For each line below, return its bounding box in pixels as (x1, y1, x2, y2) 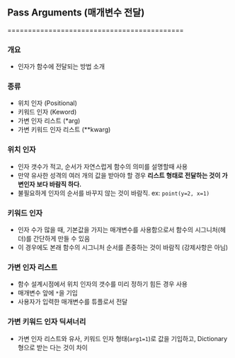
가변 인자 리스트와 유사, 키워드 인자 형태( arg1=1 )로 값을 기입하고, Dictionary (17, 334, 228, 342)
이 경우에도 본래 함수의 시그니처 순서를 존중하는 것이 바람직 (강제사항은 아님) (17, 243, 229, 251)
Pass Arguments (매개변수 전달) (7, 6, 145, 19)
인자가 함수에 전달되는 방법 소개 (17, 62, 105, 71)
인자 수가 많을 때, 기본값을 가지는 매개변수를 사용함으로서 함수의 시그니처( (17, 225, 221, 234)
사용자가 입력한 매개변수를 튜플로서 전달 (17, 297, 128, 306)
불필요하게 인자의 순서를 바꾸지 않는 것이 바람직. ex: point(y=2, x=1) (17, 189, 210, 197)
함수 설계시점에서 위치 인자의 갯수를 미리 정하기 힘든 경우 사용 (17, 280, 188, 288)
